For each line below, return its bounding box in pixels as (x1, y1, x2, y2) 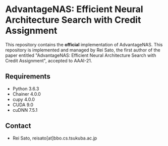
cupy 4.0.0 (12, 96, 35, 102)
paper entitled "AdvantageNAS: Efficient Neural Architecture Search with (5, 52, 156, 58)
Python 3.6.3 (12, 86, 39, 92)
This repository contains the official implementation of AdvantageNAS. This (5, 41, 163, 47)
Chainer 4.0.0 (12, 91, 41, 97)
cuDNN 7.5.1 (12, 107, 38, 113)
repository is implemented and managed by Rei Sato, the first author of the (5, 47, 160, 53)
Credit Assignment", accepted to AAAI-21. (5, 57, 92, 63)
